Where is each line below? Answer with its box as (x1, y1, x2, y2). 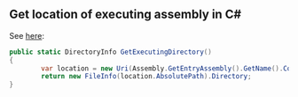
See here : (9, 30, 44, 41)
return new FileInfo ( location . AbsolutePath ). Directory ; (41, 72, 252, 81)
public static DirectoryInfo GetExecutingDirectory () (9, 48, 213, 56)
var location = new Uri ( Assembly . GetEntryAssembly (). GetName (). (41, 63, 284, 73)
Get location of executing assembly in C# (9, 7, 242, 22)
